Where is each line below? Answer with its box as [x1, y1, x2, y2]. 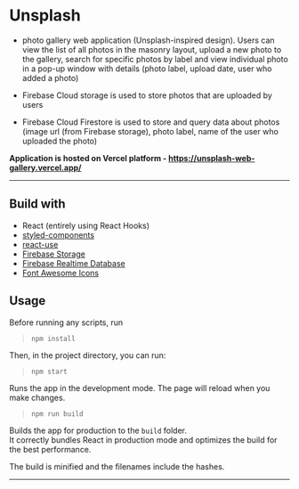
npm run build [30, 409, 84, 419]
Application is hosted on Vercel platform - [9, 152, 167, 163]
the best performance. [9, 444, 92, 454]
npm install [30, 334, 76, 343]
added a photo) [21, 72, 79, 83]
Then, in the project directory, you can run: [9, 349, 166, 361]
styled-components [21, 229, 95, 240]
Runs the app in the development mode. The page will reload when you [9, 382, 271, 393]
